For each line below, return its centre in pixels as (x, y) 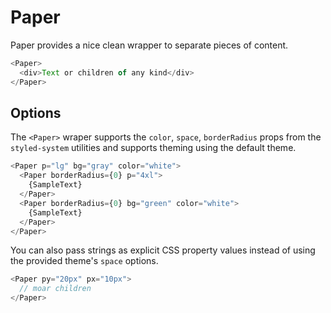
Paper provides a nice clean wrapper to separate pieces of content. (149, 45)
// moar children (55, 289)
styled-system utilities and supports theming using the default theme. (153, 148)
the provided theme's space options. (84, 261)
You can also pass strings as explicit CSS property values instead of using (163, 250)
